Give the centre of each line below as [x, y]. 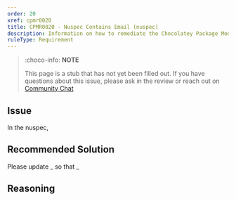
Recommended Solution [61, 149]
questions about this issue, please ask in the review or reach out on [122, 81]
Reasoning [31, 189]
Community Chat [49, 89]
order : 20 [22, 14]
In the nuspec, [28, 127]
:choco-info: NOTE [52, 60]
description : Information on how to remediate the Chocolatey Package [113, 33]
